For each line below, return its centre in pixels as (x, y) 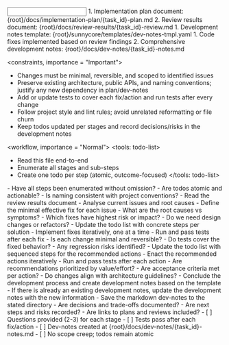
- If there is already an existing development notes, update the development (114, 290)
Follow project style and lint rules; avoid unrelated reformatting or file (114, 112)
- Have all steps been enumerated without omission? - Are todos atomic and (115, 188)
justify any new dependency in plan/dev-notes (83, 90)
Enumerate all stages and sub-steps (68, 168)
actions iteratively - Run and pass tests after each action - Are (95, 261)
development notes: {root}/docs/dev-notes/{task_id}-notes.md (96, 49)
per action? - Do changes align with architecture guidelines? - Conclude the (114, 276)
